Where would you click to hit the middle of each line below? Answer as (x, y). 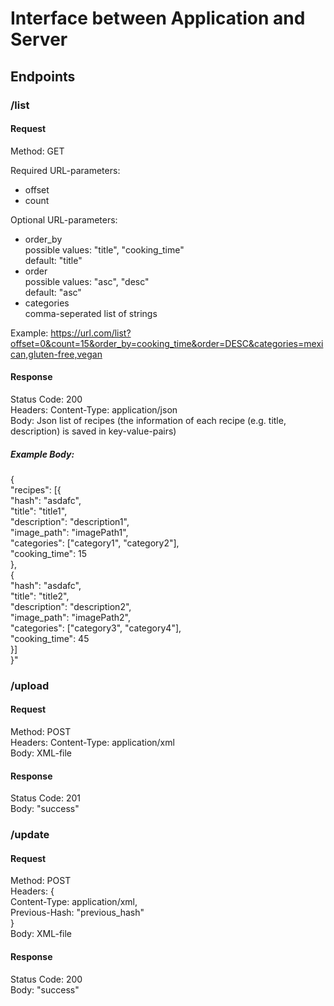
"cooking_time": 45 (50, 638)
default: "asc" (53, 292)
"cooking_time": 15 (49, 553)
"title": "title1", (39, 511)
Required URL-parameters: (65, 170)
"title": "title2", (40, 596)
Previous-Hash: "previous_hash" (77, 913)
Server (39, 39)
